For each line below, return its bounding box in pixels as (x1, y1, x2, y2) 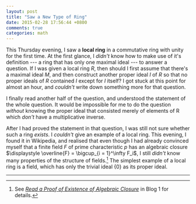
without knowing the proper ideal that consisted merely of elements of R (6, 108, 180, 115)
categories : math (6, 30, 48, 36)
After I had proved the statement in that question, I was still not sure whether (6, 125, 190, 132)
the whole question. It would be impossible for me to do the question (6, 101, 171, 108)
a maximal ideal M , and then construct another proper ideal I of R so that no (6, 71, 188, 78)
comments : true (6, 25, 43, 31)
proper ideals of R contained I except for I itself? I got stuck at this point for (6, 77, 186, 85)
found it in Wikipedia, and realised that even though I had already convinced (6, 137, 189, 144)
